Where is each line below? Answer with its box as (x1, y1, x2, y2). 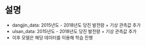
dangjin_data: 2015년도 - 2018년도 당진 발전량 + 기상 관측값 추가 (12, 22, 141, 28)
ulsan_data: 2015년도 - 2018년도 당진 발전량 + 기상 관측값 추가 (12, 28, 137, 34)
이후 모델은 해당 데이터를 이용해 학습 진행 (12, 34, 93, 40)
